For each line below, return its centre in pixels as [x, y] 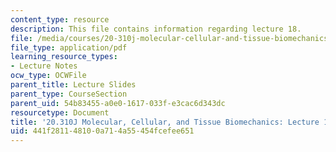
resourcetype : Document [60, 112]
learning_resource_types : [64, 57]
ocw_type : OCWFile [48, 76]
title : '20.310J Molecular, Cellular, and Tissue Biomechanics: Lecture [165, 122]
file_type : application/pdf [69, 47]
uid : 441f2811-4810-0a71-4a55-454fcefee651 [102, 131]
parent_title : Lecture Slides [73, 85]
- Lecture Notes [44, 66]
